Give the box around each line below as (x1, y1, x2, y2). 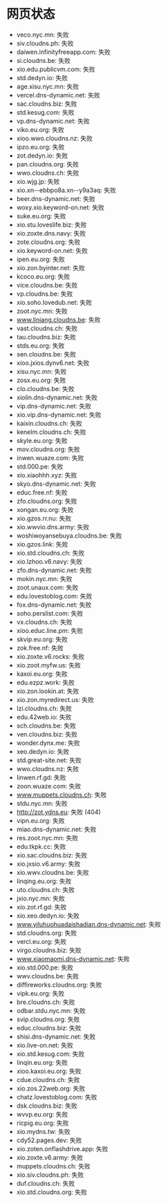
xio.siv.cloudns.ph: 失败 (16, 1171, 84, 1179)
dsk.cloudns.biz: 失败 (16, 1101, 77, 1110)
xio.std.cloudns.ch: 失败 (16, 549, 85, 557)
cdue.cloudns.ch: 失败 (16, 1075, 80, 1083)
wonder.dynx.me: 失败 (16, 739, 80, 747)
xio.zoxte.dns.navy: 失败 (16, 229, 86, 237)
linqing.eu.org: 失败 (16, 877, 72, 885)
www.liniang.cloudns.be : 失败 (16, 315, 101, 323)
